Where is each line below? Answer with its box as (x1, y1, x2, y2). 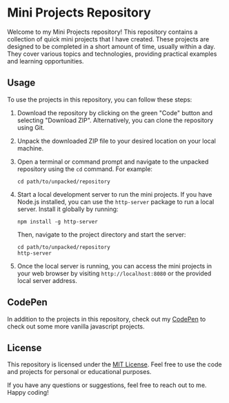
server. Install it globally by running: (17, 205, 119, 213)
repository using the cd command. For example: (17, 164, 153, 173)
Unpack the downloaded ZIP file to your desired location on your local (17, 137, 216, 145)
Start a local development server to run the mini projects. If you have (17, 190, 212, 198)
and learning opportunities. (7, 57, 84, 65)
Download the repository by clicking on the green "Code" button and (17, 108, 212, 117)
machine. (17, 144, 44, 153)
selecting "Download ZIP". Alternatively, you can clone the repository (17, 116, 214, 124)
